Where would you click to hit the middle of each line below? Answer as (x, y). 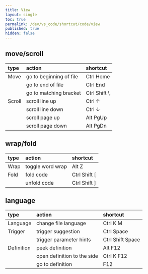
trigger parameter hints (63, 240)
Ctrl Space (116, 232)
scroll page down (46, 126)
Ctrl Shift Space (122, 240)
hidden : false (20, 33)
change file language (61, 224)
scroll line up (41, 101)
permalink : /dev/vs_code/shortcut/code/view (53, 24)
